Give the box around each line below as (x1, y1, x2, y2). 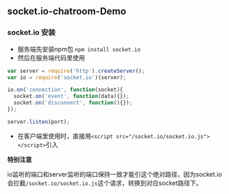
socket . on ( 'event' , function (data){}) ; (13, 93, 130, 100)
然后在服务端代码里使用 (17, 54, 85, 62)
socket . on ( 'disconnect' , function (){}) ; (13, 99, 133, 106)
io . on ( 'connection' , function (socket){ (7, 86, 124, 93)
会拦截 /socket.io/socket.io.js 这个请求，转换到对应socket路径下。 (7, 179, 202, 187)
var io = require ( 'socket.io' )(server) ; (7, 74, 127, 81)
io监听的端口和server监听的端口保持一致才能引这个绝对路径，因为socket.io (7, 170, 222, 178)
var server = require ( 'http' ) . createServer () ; (7, 67, 145, 74)
